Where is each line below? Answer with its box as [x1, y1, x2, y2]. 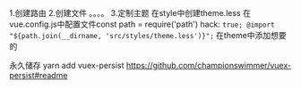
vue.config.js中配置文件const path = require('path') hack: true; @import [9, 19, 275, 29]
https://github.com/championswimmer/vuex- [125, 61, 292, 70]
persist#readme [9, 70, 68, 80]
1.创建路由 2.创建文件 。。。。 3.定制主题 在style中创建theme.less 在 [9, 8, 251, 18]
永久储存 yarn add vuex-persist [9, 61, 125, 70]
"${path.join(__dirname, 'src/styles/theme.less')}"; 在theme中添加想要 [9, 30, 287, 40]
